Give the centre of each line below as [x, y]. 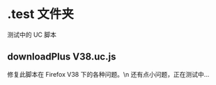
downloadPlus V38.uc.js [62, 57]
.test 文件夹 [41, 14]
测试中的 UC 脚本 [32, 35]
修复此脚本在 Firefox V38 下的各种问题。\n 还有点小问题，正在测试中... [108, 74]
